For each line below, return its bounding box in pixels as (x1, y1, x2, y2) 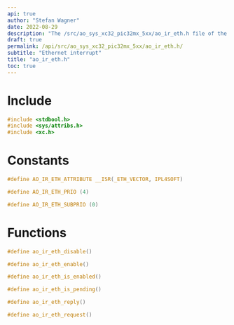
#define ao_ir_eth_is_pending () (7, 286, 102, 293)
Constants (7, 152, 69, 168)
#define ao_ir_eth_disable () (7, 248, 92, 255)
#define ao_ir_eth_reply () (7, 299, 86, 306)
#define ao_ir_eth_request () (7, 312, 92, 319)
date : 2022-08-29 (7, 23, 58, 30)
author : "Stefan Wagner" (7, 17, 80, 24)
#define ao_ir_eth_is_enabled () (7, 273, 102, 281)
